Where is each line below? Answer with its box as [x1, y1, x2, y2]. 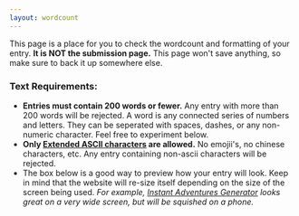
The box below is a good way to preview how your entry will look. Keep [22, 167, 289, 178]
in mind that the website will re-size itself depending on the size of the [22, 177, 285, 188]
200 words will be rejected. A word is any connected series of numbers [22, 109, 290, 120]
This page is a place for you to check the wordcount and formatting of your [9, 38, 290, 49]
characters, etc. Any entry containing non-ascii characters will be [22, 148, 267, 159]
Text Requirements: [9, 80, 98, 92]
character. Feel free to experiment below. [55, 128, 209, 140]
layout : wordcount [9, 13, 79, 23]
